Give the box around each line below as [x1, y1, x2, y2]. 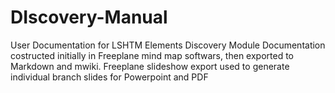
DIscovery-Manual [10, 6, 168, 29]
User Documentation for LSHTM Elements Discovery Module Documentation [10, 39, 326, 51]
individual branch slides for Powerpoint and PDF [10, 71, 209, 83]
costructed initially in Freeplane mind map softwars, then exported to [10, 49, 294, 61]
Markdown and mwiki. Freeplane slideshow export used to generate [10, 60, 290, 72]
